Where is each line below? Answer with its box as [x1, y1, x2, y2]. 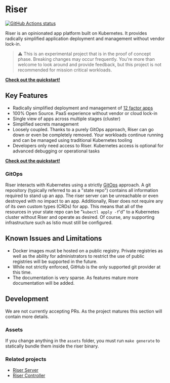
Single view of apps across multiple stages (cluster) [12, 116, 121, 122]
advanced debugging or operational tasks [12, 148, 100, 154]
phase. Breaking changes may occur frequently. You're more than [17, 56, 155, 62]
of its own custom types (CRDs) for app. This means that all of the [5, 204, 143, 210]
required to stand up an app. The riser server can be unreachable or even [5, 193, 158, 199]
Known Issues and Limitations [5, 234, 102, 243]
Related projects [5, 356, 47, 363]
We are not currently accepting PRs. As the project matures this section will [5, 308, 162, 314]
